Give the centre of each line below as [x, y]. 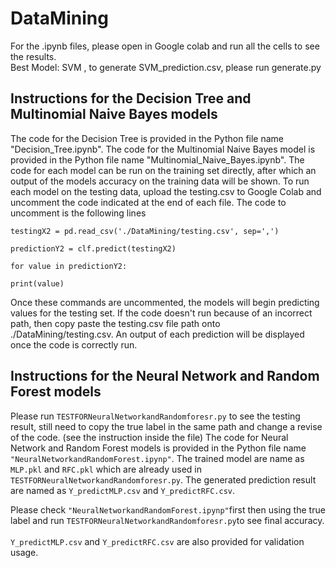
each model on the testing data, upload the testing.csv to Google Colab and [166, 191]
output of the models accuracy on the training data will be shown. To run [160, 181]
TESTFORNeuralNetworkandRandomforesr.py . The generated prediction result [163, 479]
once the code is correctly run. [74, 344]
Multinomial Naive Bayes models [114, 114]
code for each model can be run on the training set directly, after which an [163, 170]
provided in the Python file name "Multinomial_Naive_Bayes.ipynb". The [157, 159]
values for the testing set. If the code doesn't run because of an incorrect [161, 313]
